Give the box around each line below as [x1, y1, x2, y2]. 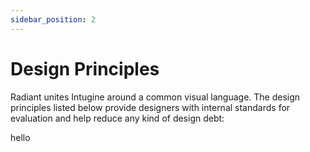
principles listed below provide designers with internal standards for [10, 101, 291, 113]
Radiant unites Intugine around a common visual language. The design [10, 91, 301, 103]
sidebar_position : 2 [10, 14, 97, 25]
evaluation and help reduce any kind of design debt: [10, 112, 225, 124]
